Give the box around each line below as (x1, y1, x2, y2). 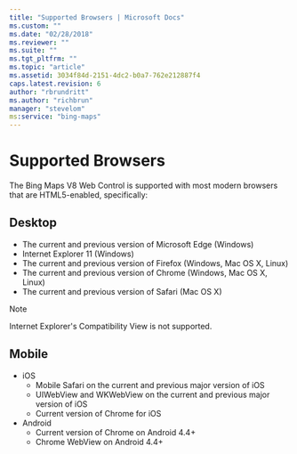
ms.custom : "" (9, 21, 62, 30)
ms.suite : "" (9, 46, 58, 55)
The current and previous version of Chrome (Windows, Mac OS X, (21, 267, 269, 278)
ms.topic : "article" (9, 63, 86, 72)
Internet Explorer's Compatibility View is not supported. (9, 320, 213, 331)
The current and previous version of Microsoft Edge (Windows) (21, 239, 254, 249)
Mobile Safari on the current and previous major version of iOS (35, 379, 265, 390)
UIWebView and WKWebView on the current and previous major (35, 389, 270, 400)
